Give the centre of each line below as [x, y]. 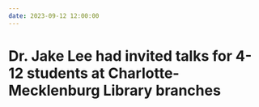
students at [66, 73]
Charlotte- [144, 73]
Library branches [162, 90]
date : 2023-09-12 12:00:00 [54, 16]
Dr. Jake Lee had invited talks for [121, 56]
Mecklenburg [54, 90]
